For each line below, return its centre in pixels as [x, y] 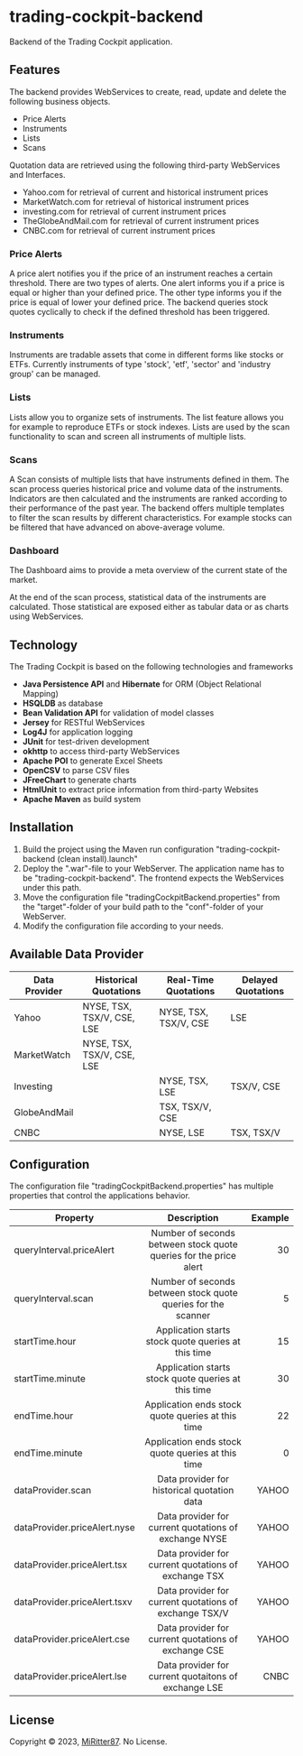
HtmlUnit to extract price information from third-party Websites [140, 790]
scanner [193, 1316]
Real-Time [190, 979]
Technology [44, 645]
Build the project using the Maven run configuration [118, 849]
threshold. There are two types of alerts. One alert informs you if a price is [147, 283]
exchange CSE [193, 1650]
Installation [41, 827]
